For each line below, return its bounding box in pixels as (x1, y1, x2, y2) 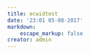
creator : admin (7, 36, 52, 43)
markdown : (7, 23, 37, 30)
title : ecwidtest (7, 10, 58, 18)
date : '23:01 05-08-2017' (7, 17, 83, 24)
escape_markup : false (20, 29, 83, 37)
